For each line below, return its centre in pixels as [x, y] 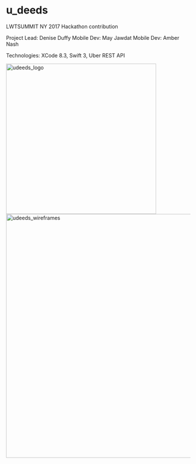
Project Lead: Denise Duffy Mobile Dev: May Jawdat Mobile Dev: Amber [93, 38]
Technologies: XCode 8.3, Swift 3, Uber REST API [66, 55]
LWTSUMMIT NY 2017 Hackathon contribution [62, 26]
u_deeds [27, 10]
